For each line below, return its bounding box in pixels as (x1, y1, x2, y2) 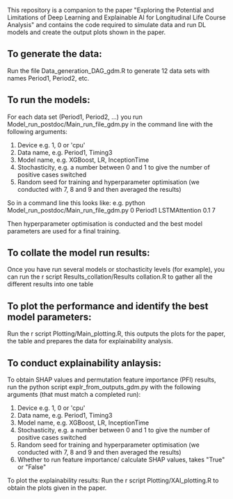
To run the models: (7, 94, 90, 106)
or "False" (17, 463, 47, 471)
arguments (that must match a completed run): (7, 391, 141, 399)
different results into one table (7, 280, 94, 288)
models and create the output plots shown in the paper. (7, 28, 166, 36)
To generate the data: (7, 48, 102, 60)
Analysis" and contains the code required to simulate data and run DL (7, 21, 207, 28)
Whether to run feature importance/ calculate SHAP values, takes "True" (17, 455, 225, 464)
